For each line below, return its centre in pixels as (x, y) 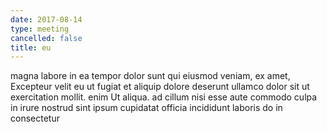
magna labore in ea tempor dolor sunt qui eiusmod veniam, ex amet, (150, 76)
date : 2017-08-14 (46, 19)
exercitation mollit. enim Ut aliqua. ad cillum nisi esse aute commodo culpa (164, 97)
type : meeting (40, 29)
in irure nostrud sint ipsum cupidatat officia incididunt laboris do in (146, 108)
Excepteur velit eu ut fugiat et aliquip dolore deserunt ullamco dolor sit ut (160, 87)
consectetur (35, 118)
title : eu (31, 47)
